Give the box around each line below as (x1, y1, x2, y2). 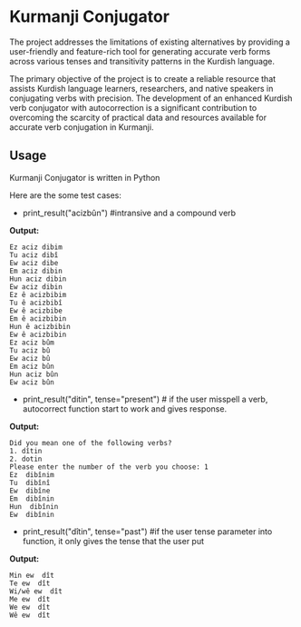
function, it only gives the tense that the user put (22, 535, 205, 546)
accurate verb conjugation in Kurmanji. (9, 121, 154, 133)
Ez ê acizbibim (9, 290, 67, 299)
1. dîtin (9, 446, 43, 455)
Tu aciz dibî (9, 250, 59, 260)
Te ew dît (9, 579, 51, 588)
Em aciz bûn (9, 362, 54, 371)
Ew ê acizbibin (9, 330, 67, 339)
